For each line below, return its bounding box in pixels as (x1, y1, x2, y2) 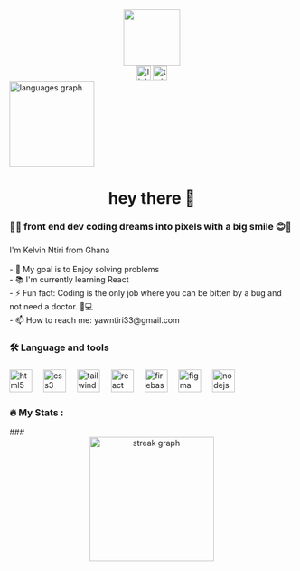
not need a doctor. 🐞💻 (9, 301, 93, 312)
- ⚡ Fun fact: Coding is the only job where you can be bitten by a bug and (9, 288, 282, 299)
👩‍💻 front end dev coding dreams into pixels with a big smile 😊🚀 (9, 221, 292, 233)
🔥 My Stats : (9, 406, 64, 419)
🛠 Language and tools (9, 341, 110, 354)
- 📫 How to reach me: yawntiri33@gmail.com (9, 315, 181, 326)
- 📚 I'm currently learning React (9, 274, 129, 285)
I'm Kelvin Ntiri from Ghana (9, 244, 110, 256)
